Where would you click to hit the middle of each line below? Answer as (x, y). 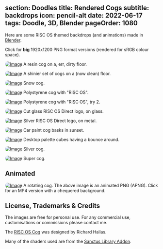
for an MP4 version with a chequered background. (55, 190)
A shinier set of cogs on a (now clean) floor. (67, 73)
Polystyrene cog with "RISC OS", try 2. (62, 102)
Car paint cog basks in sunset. (54, 130)
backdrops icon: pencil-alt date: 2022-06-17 (74, 16)
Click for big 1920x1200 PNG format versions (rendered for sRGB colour (77, 49)
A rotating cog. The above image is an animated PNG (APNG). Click (91, 185)
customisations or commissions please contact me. (56, 223)
